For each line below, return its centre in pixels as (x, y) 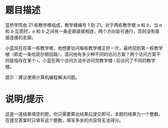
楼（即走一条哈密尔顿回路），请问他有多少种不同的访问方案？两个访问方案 (81, 54)
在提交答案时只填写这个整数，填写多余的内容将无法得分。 (64, 120)
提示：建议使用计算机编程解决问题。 (42, 77)
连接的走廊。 (22, 37)
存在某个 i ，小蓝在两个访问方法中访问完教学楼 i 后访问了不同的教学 (87, 60)
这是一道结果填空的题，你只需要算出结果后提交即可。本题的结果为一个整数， (84, 114)
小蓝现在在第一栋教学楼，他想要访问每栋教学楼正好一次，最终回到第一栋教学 (84, 48)
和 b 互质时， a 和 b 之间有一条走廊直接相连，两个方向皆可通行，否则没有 (80, 31)
